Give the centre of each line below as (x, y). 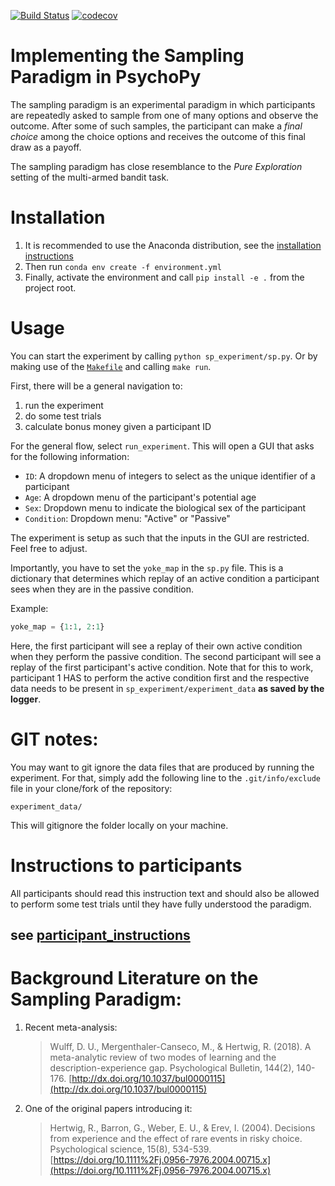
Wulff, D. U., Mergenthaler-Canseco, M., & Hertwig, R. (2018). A (180, 1046)
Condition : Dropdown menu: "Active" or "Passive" (127, 518)
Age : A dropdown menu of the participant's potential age (140, 497)
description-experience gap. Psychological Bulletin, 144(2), (172, 1067)
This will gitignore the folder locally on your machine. (119, 825)
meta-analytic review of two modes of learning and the (163, 1057)
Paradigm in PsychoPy (106, 77)
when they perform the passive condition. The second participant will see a (166, 656)
